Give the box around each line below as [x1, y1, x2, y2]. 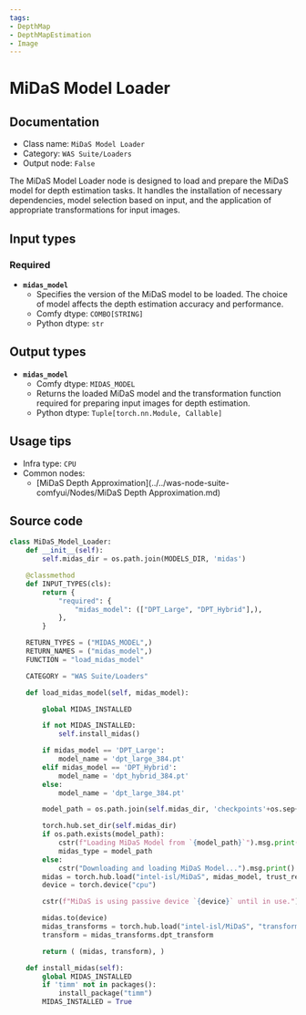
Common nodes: [22, 467, 86, 479]
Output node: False [22, 158, 96, 169]
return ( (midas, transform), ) [42, 947, 166, 956]
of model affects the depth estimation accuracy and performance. [36, 298, 284, 309]
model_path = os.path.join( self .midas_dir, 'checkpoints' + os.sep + [42, 804, 300, 814]
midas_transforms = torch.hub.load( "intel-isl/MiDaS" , [42, 922, 255, 931]
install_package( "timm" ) [57, 989, 153, 999]
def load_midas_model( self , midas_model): [25, 688, 189, 698]
